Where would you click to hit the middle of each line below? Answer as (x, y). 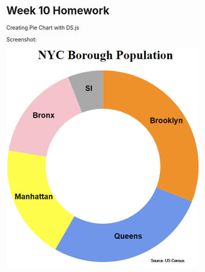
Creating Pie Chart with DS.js (43, 28)
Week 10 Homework (58, 11)
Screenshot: (22, 39)
